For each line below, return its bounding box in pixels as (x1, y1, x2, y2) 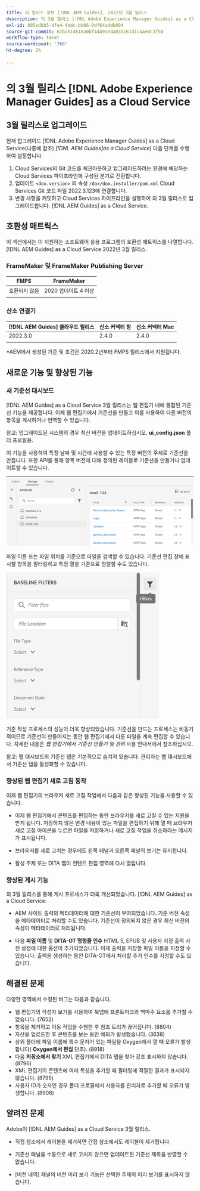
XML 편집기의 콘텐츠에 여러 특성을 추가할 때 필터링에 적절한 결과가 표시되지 (14, 1066, 190, 1074)
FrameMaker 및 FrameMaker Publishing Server (6, 262, 144, 270)
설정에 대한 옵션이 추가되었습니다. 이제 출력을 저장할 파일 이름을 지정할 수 (21, 944, 192, 951)
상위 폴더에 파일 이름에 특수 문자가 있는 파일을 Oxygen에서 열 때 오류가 (14, 1038, 180, 1045)
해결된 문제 (6, 979, 45, 989)
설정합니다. (17, 152, 43, 159)
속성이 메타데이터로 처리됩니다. (14, 924, 87, 932)
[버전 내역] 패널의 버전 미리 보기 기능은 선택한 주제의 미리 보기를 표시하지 (14, 1171, 184, 1178)
